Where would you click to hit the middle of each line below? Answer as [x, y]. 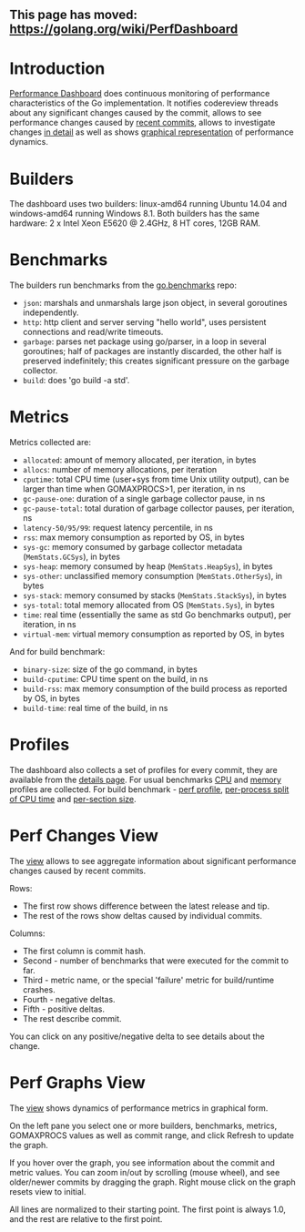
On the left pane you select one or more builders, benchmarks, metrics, [143, 1125]
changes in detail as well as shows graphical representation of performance [152, 132]
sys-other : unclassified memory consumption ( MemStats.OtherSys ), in [152, 576]
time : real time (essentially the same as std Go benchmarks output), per [157, 615]
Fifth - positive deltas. [64, 1009]
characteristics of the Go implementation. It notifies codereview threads [144, 103]
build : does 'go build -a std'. [76, 381]
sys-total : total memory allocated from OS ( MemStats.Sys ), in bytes [148, 606]
